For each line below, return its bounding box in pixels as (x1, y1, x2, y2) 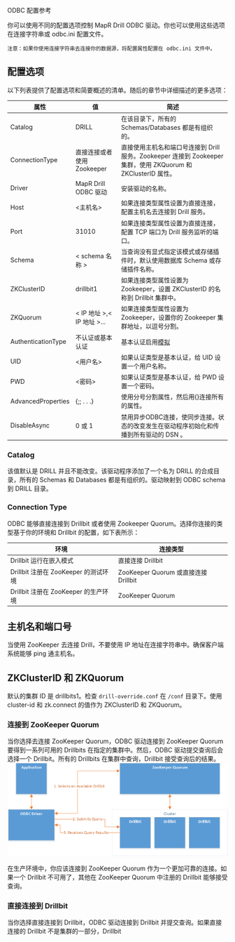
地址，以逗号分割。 (127, 322, 183, 331)
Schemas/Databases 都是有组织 (121, 123, 213, 131)
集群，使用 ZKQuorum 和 (121, 160, 192, 168)
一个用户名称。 (127, 361, 171, 370)
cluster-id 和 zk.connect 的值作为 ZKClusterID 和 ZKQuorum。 (7, 701, 186, 709)
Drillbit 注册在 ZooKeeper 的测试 (10, 567, 103, 576)
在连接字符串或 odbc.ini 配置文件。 (7, 30, 108, 38)
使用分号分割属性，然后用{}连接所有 (121, 392, 225, 402)
